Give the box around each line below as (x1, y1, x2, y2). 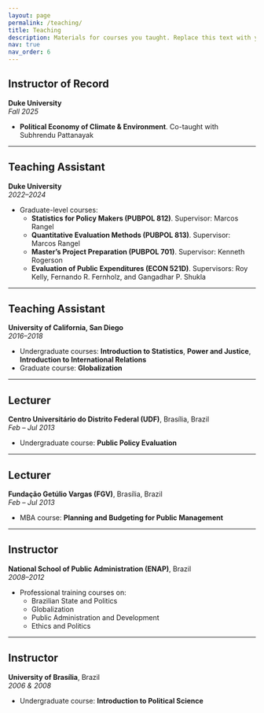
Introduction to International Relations (19, 355, 147, 365)
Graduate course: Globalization (19, 363, 123, 373)
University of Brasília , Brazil (8, 672, 101, 681)
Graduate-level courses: (19, 205, 98, 214)
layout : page (8, 11, 51, 20)
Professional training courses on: (19, 588, 127, 597)
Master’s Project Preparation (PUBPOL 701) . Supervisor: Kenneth (31, 247, 245, 256)
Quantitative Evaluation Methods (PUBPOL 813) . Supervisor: (31, 230, 231, 240)
